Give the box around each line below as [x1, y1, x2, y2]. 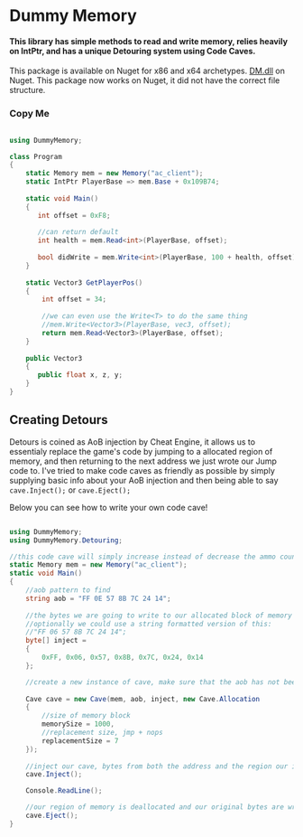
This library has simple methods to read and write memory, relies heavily [9, 35, 289, 46]
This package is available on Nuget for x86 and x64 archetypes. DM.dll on [9, 65, 286, 77]
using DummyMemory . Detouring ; [9, 535, 124, 545]
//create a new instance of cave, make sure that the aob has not [25, 677, 280, 687]
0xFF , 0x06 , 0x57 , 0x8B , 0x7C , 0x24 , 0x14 [41, 653, 204, 662]
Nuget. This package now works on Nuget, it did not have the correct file [9, 75, 280, 86]
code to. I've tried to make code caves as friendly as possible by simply [9, 465, 275, 475]
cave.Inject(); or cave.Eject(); [9, 484, 131, 495]
